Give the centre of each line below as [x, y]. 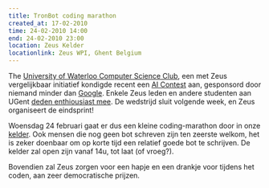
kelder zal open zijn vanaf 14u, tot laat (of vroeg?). [91, 151]
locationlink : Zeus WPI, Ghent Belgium [75, 53]
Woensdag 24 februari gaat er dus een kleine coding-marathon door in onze [134, 126]
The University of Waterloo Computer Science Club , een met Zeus [118, 76]
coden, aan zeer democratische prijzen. [74, 175]
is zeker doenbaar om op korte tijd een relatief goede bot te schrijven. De [129, 143]
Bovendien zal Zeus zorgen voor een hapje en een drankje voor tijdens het [131, 167]
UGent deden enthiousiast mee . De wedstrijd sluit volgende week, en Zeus [132, 102]
